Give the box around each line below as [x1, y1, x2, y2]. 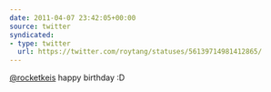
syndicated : [9, 30, 55, 39]
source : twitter [9, 22, 71, 31]
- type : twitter [9, 38, 71, 48]
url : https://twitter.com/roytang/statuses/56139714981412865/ [17, 47, 262, 56]
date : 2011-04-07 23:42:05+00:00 [9, 13, 136, 23]
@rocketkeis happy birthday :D [9, 72, 125, 83]
